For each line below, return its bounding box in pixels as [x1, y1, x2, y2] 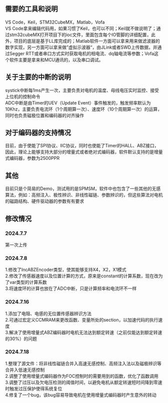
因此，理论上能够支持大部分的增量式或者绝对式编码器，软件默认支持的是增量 [5, 149, 163, 155]
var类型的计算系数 [9, 279, 47, 285]
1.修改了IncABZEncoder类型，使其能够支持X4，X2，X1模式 [5, 267, 126, 273]
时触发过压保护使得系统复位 [5, 385, 62, 391]
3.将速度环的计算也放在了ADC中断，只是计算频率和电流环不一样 [5, 285, 137, 291]
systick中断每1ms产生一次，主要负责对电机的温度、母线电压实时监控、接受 [5, 87, 159, 93]
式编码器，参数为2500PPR [5, 155, 60, 161]
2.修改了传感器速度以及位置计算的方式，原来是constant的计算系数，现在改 [5, 273, 158, 279]
